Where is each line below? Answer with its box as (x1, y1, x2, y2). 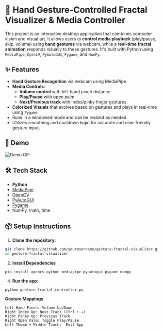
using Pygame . (12, 109, 39, 115)
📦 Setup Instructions (5, 222, 71, 230)
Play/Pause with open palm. (19, 94, 76, 100)
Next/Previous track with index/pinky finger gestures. (19, 99, 128, 105)
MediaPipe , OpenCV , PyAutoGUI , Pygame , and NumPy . (5, 51, 101, 57)
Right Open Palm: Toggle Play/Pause (5, 318, 79, 323)
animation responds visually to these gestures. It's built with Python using (5, 46, 154, 52)
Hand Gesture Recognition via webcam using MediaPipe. (12, 78, 128, 84)
